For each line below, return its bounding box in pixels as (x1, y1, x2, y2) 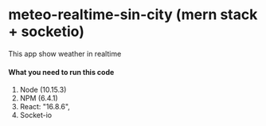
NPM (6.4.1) (19, 93, 58, 103)
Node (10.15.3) (19, 85, 67, 95)
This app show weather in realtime (8, 49, 122, 58)
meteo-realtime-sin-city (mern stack (8, 6, 258, 24)
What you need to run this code (8, 67, 115, 77)
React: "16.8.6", (19, 102, 70, 112)
